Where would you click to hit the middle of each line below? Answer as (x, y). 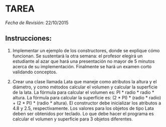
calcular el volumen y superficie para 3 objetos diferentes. (72, 119)
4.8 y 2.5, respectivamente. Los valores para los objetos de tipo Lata (83, 108)
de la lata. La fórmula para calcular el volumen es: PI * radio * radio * (83, 92)
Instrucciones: (28, 38)
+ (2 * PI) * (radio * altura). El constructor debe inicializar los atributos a (87, 103)
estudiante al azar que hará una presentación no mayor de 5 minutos (84, 61)
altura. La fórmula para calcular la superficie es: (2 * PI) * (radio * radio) (87, 97)
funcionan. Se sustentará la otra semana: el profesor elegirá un (77, 56)
